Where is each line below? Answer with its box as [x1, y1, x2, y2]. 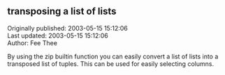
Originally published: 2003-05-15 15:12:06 [7, 24, 128, 32]
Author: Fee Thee [7, 38, 58, 47]
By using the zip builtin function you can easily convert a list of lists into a [7, 52, 219, 60]
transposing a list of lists [7, 6, 117, 17]
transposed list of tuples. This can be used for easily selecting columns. [7, 59, 215, 68]
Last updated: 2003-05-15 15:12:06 [7, 31, 108, 40]
